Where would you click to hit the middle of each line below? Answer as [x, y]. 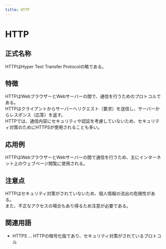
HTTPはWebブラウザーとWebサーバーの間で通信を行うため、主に [72, 157]
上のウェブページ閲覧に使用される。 [51, 163]
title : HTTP [17, 10]
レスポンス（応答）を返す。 [37, 115]
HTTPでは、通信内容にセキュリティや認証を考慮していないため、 [72, 121]
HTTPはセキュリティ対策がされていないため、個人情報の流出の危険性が [78, 194]
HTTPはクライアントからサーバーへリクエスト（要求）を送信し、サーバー [80, 109]
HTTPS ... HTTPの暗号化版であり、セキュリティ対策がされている [78, 236]
